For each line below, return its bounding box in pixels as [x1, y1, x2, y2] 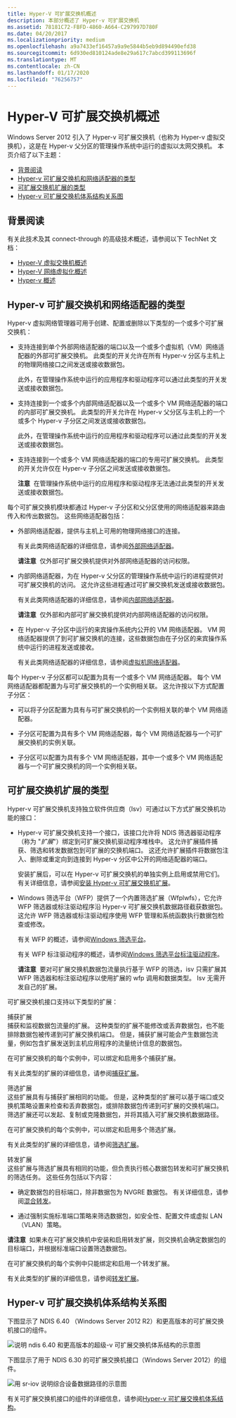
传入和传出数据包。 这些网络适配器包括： [7, 512, 126, 520]
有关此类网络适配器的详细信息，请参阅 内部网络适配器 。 [17, 595, 178, 603]
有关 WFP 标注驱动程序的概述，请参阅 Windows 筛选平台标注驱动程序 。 [17, 949, 223, 958]
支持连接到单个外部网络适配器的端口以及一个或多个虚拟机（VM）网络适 [17, 343, 225, 351]
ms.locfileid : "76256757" [7, 75, 83, 83]
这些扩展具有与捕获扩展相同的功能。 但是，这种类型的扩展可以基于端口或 [7, 1092, 218, 1101]
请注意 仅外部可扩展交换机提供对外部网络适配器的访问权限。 [17, 556, 194, 565]
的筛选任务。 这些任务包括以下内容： [7, 1173, 114, 1181]
